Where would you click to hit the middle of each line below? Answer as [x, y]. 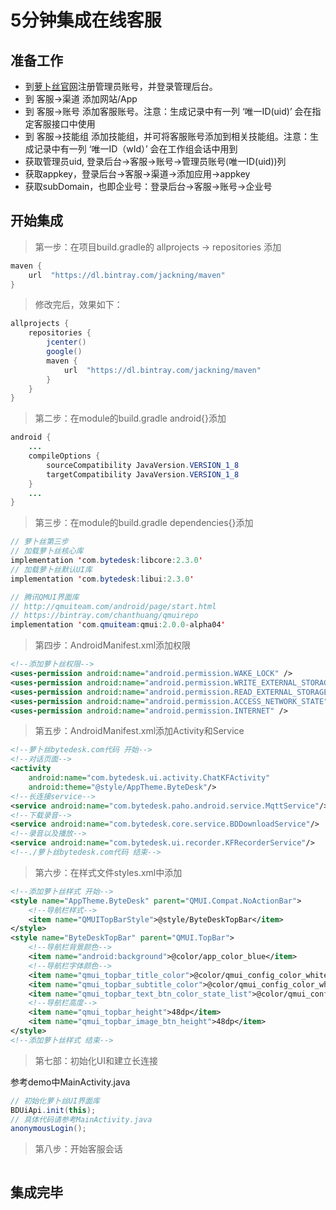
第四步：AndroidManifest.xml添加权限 [113, 645]
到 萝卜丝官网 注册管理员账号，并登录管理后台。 [121, 86]
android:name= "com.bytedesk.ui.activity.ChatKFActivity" [149, 778]
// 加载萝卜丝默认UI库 [51, 569]
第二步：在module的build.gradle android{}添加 [130, 418]
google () [64, 352]
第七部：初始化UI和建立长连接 [96, 1060]
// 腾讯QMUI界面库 [45, 597]
